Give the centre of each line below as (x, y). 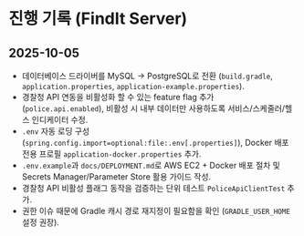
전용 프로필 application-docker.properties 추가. (111, 154)
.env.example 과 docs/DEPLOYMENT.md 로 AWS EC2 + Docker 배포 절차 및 (151, 165)
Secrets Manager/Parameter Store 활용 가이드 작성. (116, 177)
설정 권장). (41, 222)
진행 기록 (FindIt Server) (98, 19)
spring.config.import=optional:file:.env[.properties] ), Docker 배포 (157, 143)
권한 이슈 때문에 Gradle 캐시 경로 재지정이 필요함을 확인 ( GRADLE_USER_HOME (156, 211)
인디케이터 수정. (60, 120)
